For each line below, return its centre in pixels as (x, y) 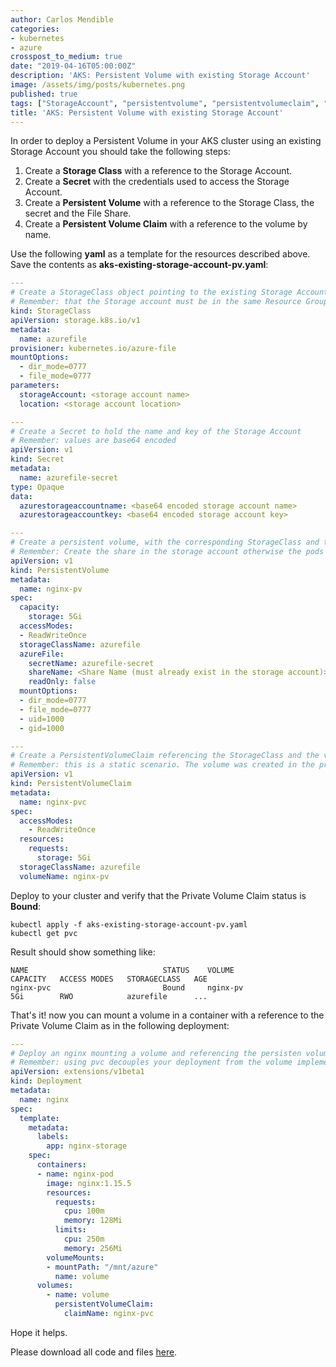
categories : (35, 29)
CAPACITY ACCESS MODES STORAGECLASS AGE (109, 979)
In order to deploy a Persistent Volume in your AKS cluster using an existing (166, 141)
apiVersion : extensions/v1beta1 (77, 1072)
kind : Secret (37, 459)
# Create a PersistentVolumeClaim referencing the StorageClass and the (165, 756)
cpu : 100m (84, 1211)
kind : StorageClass (51, 311)
